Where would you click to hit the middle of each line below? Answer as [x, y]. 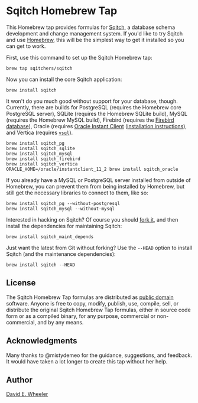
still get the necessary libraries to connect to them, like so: [77, 193]
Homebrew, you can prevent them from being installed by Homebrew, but [95, 186]
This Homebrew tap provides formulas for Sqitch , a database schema [91, 27]
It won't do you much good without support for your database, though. [92, 101]
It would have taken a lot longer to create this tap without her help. [87, 361]
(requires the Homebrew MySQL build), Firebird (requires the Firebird [90, 120]
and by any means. [61, 322]
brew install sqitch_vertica [42, 164]
